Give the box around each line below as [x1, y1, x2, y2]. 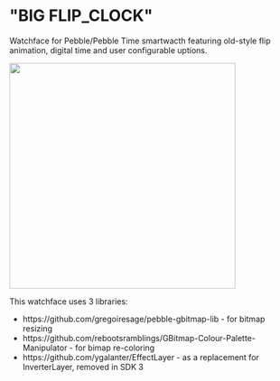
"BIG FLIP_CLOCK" [9, 5, 154, 26]
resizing [22, 322, 52, 334]
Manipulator [22, 342, 68, 353]
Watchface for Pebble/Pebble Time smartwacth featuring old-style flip [9, 35, 271, 46]
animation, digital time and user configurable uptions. [9, 44, 208, 55]
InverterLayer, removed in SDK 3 [22, 361, 145, 372]
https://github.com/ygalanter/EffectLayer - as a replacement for [22, 351, 260, 362]
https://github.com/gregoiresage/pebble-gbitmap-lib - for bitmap [22, 313, 266, 324]
